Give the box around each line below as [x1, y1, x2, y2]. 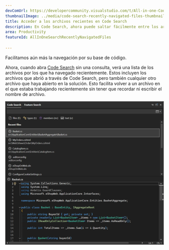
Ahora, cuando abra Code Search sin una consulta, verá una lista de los [5, 64, 154, 70]
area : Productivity [5, 29, 46, 35]
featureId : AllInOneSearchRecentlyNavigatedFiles [5, 35, 112, 40]
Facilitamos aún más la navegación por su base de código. [5, 55, 127, 61]
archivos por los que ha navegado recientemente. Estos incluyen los [5, 70, 147, 76]
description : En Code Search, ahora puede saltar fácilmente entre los [5, 24, 158, 29]
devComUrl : [5, 8, 28, 13]
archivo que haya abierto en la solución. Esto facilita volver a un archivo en [5, 80, 160, 86]
